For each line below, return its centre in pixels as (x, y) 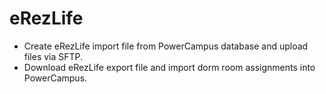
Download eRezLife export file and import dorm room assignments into (169, 67)
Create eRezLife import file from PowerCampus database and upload (166, 46)
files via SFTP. (53, 56)
